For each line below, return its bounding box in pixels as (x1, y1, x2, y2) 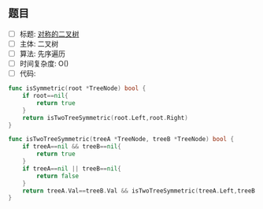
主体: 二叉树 (19, 39, 59, 48)
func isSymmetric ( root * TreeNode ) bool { (8, 84, 146, 92)
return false (36, 172, 80, 180)
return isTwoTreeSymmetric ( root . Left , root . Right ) (22, 114, 189, 121)
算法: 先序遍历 (19, 49, 65, 58)
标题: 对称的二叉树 (19, 29, 80, 39)
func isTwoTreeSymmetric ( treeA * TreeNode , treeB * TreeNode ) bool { (8, 136, 235, 144)
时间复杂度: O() (19, 59, 69, 68)
